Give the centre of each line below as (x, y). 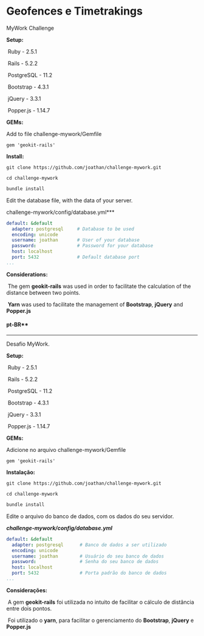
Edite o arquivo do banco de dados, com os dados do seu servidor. (90, 516)
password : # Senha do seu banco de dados (85, 562)
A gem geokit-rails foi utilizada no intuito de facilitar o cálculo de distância (101, 602)
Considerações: (27, 590)
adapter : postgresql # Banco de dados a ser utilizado (89, 545)
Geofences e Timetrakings (74, 11)
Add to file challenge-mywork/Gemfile (54, 134)
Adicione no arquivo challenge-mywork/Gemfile (66, 450)
